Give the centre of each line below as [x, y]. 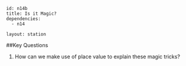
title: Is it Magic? [32, 14]
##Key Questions [27, 45]
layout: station [26, 34]
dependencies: [24, 19]
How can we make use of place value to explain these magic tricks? [97, 57]
